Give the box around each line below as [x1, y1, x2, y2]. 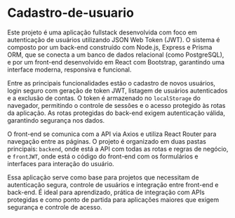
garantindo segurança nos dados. [7, 116, 105, 124]
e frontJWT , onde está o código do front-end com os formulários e [7, 152, 199, 161]
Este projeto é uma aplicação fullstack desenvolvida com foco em [7, 28, 198, 36]
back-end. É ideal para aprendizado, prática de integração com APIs [7, 188, 205, 196]
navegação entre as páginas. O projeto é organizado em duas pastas [7, 137, 207, 145]
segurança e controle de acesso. [7, 203, 102, 211]
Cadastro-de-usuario [7, 5, 135, 21]
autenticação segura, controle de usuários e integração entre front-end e [7, 180, 219, 189]
